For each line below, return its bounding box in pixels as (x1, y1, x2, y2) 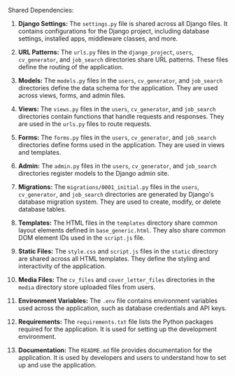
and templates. (17, 148, 62, 156)
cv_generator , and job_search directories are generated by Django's (17, 190, 214, 198)
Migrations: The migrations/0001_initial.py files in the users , (17, 183, 200, 191)
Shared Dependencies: (8, 6, 74, 14)
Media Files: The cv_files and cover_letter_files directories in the (17, 276, 215, 284)
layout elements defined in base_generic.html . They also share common (17, 226, 226, 234)
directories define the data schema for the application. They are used (17, 84, 218, 92)
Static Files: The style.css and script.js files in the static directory (17, 247, 219, 255)
